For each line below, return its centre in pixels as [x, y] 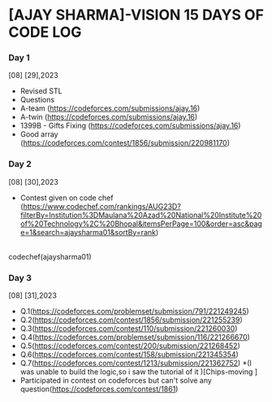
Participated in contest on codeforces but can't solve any [116, 381]
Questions [37, 100]
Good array [39, 134]
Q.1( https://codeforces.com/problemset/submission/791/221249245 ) [134, 312]
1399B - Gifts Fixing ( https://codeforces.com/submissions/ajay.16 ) [130, 126]
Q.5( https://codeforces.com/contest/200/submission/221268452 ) [130, 346]
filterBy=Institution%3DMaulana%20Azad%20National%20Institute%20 [141, 215]
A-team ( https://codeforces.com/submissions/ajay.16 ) [110, 108]
